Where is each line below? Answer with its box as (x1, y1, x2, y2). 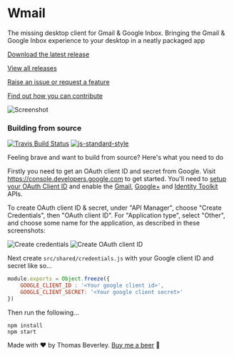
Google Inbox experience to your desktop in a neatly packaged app (7, 36, 205, 44)
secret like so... (7, 262, 52, 270)
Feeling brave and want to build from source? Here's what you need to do (7, 153, 223, 162)
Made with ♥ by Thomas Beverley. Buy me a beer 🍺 (7, 340, 161, 349)
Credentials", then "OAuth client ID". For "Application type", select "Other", (7, 211, 226, 220)
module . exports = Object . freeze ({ (7, 275, 111, 283)
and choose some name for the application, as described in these (7, 219, 200, 228)
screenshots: (7, 226, 46, 235)
